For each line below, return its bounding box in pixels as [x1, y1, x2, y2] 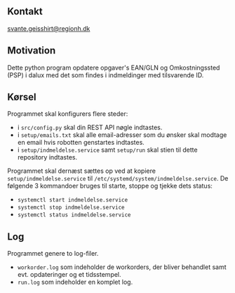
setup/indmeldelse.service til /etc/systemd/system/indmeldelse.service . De [7, 174, 229, 183]
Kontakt [7, 6, 43, 18]
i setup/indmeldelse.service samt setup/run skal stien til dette [17, 145, 198, 154]
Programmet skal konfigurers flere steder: [7, 110, 128, 118]
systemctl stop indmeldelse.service [17, 204, 125, 211]
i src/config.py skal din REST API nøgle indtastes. [17, 123, 163, 132]
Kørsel [7, 91, 36, 103]
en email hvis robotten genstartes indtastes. [17, 138, 145, 147]
